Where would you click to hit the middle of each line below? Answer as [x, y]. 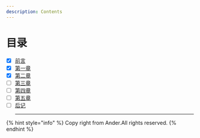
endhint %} [20, 129]
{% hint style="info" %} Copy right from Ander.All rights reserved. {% [91, 123]
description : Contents [34, 12]
